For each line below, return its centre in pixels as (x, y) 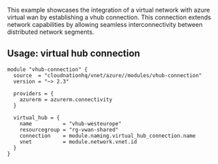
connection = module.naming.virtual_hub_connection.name (108, 136)
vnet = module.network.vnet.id (78, 142)
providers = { (33, 93)
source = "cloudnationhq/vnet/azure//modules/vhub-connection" (108, 75)
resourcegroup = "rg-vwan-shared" (69, 130)
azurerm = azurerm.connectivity (66, 99)
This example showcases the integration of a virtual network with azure (109, 10)
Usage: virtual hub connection (73, 53)
